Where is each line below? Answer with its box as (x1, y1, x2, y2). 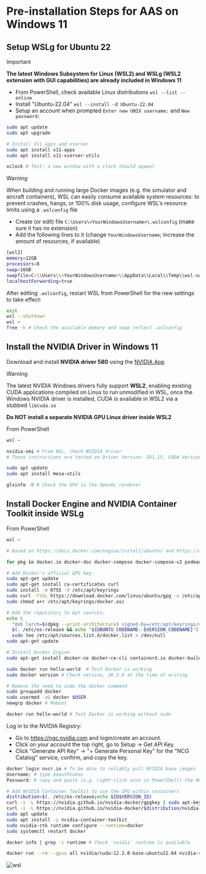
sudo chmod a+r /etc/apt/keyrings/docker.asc (6, 598, 124, 605)
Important (6, 58, 31, 65)
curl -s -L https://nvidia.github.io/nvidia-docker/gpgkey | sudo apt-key (6, 800, 202, 806)
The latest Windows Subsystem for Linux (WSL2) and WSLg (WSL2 (6, 70, 181, 77)
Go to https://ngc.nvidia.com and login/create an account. (15, 734, 162, 741)
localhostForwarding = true (6, 278, 72, 284)
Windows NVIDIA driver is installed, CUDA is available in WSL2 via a (6, 395, 178, 402)
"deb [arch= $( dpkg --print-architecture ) (12, 621, 120, 628)
